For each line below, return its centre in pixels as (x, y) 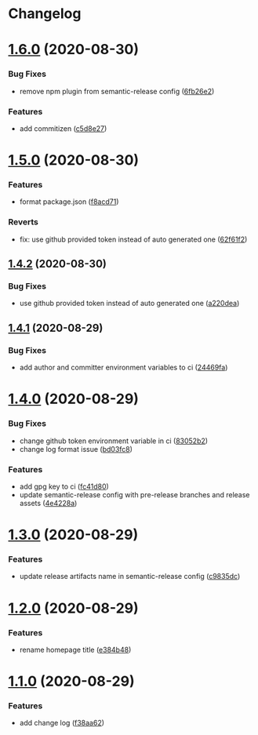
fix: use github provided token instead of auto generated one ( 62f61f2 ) (133, 239)
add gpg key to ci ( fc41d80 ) (64, 486)
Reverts (24, 222)
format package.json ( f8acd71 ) (69, 202)
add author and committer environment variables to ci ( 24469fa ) (124, 367)
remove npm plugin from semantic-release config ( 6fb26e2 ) (117, 91)
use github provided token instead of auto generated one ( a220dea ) (129, 304)
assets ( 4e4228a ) (48, 503)
